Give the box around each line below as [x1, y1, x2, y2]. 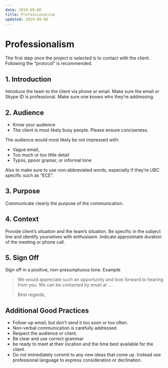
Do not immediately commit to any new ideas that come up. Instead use [12, 352, 161, 358]
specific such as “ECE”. [5, 172, 54, 178]
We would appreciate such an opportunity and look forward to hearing [17, 276, 163, 282]
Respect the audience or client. [12, 330, 77, 336]
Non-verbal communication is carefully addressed [12, 325, 117, 331]
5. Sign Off [5, 253, 39, 262]
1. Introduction [5, 75, 51, 84]
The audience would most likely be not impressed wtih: [5, 136, 120, 142]
